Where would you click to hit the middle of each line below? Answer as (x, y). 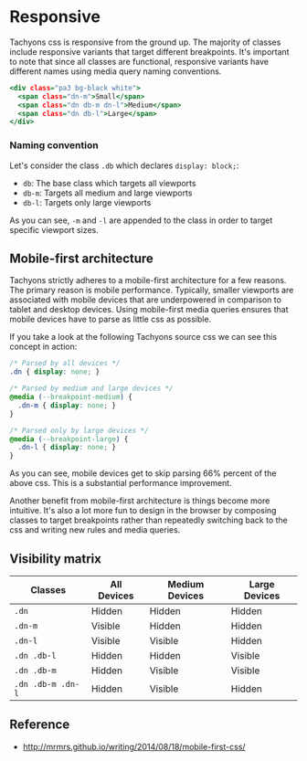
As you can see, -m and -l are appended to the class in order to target (141, 220)
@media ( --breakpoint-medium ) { (71, 397)
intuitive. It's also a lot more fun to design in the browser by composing (143, 511)
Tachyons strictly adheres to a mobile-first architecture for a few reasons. (148, 280)
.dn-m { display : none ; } (67, 405)
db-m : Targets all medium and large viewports (107, 193)
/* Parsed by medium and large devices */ (91, 389)
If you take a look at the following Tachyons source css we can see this (143, 337)
